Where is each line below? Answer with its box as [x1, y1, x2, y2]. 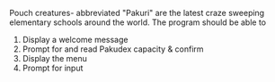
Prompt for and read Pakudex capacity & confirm [22, 44, 204, 54]
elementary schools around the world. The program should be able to [9, 17, 267, 28]
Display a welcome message [22, 35, 129, 45]
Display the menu [22, 53, 88, 63]
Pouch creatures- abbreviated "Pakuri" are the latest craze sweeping [9, 8, 265, 18]
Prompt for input [22, 62, 84, 73]
